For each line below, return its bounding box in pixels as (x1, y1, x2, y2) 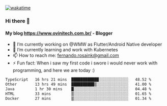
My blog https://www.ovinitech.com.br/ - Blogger (5, 30, 113, 36)
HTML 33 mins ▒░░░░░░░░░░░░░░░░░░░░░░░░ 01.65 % (5, 91, 152, 96)
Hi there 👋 (5, 17, 31, 24)
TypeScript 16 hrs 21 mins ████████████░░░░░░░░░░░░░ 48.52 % (5, 77, 152, 82)
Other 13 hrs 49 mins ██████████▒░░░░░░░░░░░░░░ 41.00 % (5, 82, 152, 87)
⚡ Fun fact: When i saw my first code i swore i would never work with (12, 60, 158, 66)
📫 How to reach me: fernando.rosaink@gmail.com (12, 52, 119, 58)
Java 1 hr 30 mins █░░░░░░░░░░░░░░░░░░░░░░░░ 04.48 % (5, 86, 152, 91)
